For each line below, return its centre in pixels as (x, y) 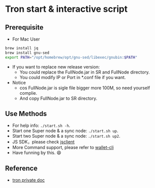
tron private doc (29, 180)
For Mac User (26, 39)
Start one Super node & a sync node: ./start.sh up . (65, 131)
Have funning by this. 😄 (37, 153)
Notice (19, 82)
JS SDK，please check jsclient (43, 142)
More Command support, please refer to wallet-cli (63, 148)
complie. (28, 93)
